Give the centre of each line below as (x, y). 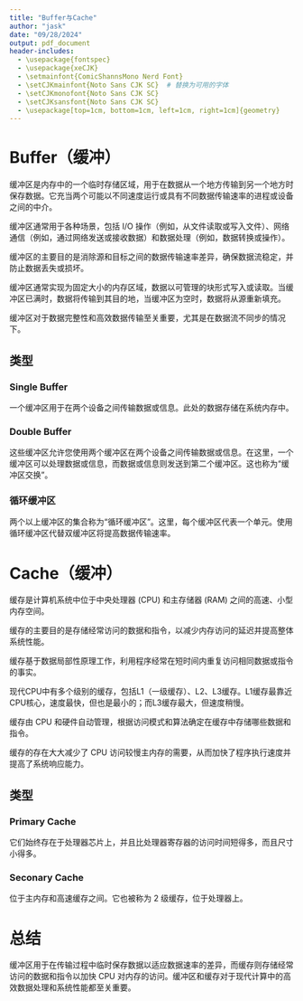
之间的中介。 (33, 207)
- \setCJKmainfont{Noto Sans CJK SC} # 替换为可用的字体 (123, 85)
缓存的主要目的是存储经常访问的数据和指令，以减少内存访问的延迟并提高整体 (151, 630)
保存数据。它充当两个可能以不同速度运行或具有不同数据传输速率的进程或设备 (151, 196)
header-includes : (42, 52)
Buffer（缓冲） (65, 158)
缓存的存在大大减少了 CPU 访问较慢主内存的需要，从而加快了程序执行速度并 (150, 752)
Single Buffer (39, 387)
